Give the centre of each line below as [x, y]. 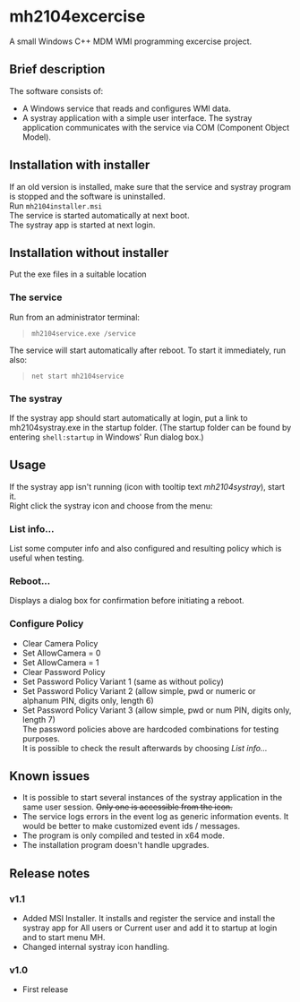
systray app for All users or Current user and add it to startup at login [150, 928]
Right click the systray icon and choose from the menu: [111, 505]
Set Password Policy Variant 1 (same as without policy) [123, 681]
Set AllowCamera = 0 [61, 653]
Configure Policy [47, 624]
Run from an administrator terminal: [75, 317]
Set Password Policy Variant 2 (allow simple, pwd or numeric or [139, 690]
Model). [37, 137]
